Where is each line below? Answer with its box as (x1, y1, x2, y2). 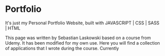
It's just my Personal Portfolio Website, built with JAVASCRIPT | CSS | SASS (5, 20, 160, 26)
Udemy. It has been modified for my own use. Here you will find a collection (5, 40, 160, 46)
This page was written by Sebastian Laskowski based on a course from (5, 35, 151, 41)
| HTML (5, 25, 21, 31)
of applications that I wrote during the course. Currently (5, 45, 119, 51)
